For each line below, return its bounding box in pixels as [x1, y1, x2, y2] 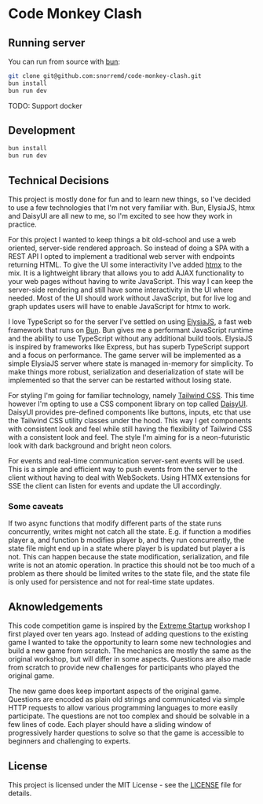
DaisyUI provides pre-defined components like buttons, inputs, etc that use [8, 408, 251, 417]
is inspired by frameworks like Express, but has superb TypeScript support [8, 342, 250, 351]
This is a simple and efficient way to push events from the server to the [8, 465, 238, 474]
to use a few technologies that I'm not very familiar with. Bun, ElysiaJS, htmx [8, 203, 255, 212]
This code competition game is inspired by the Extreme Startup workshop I [8, 621, 250, 630]
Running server [8, 36, 86, 50]
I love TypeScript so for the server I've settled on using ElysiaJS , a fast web [8, 317, 253, 326]
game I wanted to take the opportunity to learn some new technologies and [8, 638, 251, 647]
